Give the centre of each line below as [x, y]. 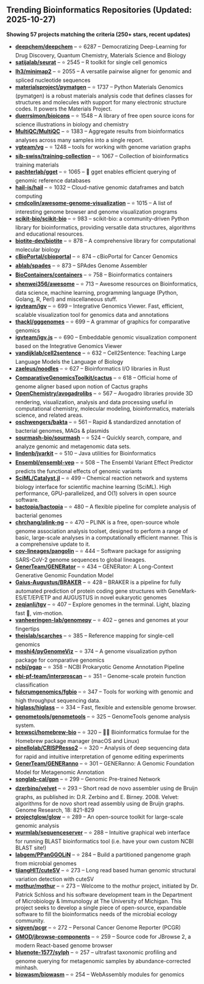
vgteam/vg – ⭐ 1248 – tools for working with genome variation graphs [103, 147]
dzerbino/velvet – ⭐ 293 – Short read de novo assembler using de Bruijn [106, 788]
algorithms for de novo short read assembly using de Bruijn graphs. [100, 803]
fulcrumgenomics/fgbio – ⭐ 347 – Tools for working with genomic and [104, 692]
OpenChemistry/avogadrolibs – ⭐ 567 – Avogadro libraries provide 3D [104, 393]
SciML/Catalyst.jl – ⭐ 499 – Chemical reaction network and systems [101, 478]
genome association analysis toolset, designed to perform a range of [101, 531]
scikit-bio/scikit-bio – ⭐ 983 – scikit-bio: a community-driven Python [102, 219]
